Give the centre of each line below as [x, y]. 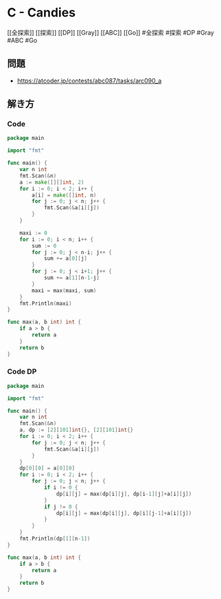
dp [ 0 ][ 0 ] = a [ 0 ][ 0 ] [47, 468]
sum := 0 [44, 246]
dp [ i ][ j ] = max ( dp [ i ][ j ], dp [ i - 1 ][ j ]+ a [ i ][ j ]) [124, 494]
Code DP [22, 371]
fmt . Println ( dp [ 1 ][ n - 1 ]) [55, 539]
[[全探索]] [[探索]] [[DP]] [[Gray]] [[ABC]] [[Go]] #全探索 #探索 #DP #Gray [110, 32]
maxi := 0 [34, 233]
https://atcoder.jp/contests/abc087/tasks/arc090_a [89, 80]
